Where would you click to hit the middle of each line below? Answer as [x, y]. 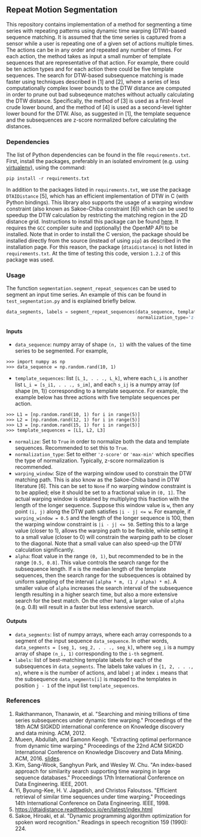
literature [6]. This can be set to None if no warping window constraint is [103, 486]
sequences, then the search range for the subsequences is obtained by [103, 576]
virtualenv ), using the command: [46, 168]
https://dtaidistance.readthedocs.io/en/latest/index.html [84, 809]
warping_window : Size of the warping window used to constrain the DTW [103, 474]
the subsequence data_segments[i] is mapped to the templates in [96, 679]
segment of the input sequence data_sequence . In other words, [92, 640]
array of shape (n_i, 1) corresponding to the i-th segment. [89, 654]
